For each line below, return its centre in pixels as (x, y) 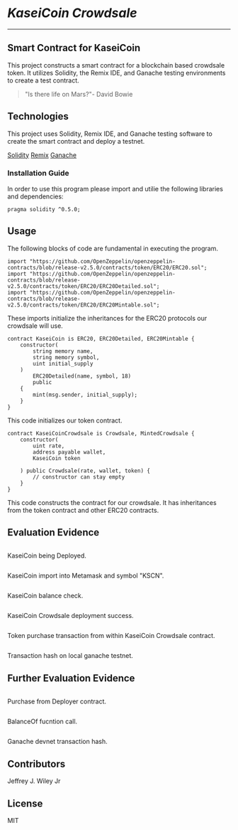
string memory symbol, (66, 357)
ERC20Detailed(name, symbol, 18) (82, 376)
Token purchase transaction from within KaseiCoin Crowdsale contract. (111, 636)
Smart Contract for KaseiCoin (74, 48)
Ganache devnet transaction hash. (57, 742)
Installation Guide (38, 174)
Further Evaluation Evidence (71, 678)
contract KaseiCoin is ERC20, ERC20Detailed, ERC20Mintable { (101, 339)
